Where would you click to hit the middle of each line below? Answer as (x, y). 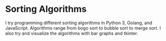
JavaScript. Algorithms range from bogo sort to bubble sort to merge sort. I (83, 28)
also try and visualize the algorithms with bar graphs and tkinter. (72, 33)
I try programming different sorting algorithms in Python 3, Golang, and (79, 23)
